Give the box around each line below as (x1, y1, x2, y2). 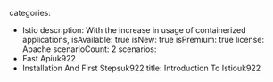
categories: (9, 8, 51, 18)
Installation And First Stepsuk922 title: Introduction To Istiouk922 (21, 62, 261, 73)
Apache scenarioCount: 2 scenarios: (21, 44, 157, 54)
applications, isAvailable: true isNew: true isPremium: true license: (21, 35, 265, 45)
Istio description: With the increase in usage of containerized (21, 25, 247, 35)
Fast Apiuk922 (21, 53, 76, 63)
